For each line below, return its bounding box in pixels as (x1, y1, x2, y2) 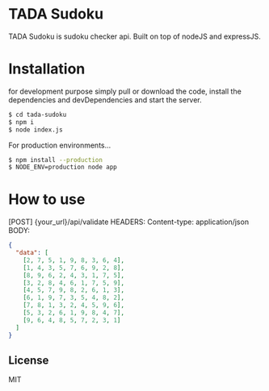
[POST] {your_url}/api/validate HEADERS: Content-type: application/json (8, 217, 249, 227)
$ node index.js (8, 126, 63, 134)
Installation (8, 60, 86, 78)
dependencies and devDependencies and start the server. (8, 94, 202, 105)
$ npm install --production (8, 156, 103, 164)
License (8, 353, 49, 367)
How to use (8, 190, 86, 209)
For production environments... (8, 140, 111, 150)
